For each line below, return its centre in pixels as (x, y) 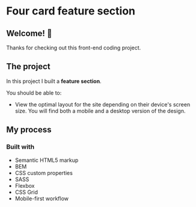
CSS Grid (26, 192)
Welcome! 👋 (29, 33)
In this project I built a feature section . (54, 81)
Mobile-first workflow (42, 198)
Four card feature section (71, 11)
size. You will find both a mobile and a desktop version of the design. (100, 111)
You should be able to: (34, 93)
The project (28, 66)
